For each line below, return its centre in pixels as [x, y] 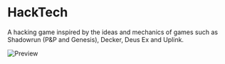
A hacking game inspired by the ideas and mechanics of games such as [113, 32]
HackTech [38, 12]
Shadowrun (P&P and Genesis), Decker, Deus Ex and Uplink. [95, 39]
